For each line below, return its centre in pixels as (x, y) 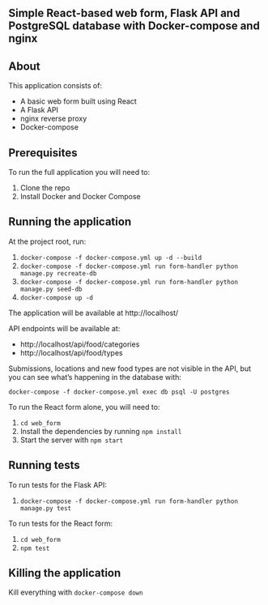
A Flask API (39, 110)
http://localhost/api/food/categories (80, 344)
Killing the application (65, 573)
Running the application (70, 222)
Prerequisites (43, 153)
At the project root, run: (47, 241)
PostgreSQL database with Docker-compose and (134, 26)
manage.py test (46, 508)
